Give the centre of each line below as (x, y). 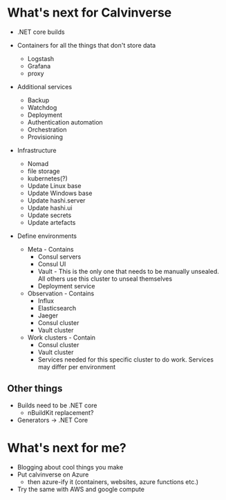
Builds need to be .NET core (57, 405)
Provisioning (45, 137)
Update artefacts (51, 222)
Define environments (47, 236)
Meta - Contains (50, 249)
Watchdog (42, 107)
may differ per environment (77, 367)
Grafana (39, 66)
